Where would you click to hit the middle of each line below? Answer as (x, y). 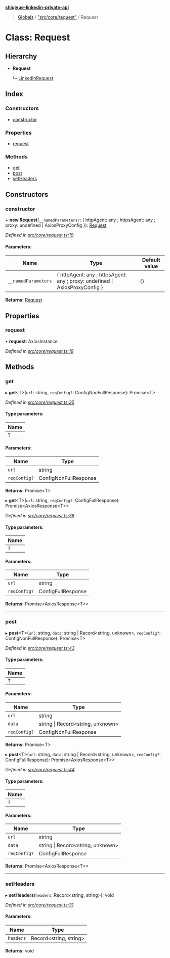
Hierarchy (21, 56)
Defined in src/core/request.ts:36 (40, 515)
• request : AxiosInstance (32, 341)
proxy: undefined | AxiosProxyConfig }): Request (56, 225)
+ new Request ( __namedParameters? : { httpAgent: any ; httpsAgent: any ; (80, 220)
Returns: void (20, 950)
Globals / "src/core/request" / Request (58, 17)
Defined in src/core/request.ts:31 (39, 905)
